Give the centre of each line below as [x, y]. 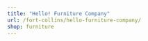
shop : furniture [31, 26]
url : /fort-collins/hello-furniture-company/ [74, 20]
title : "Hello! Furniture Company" [59, 14]
